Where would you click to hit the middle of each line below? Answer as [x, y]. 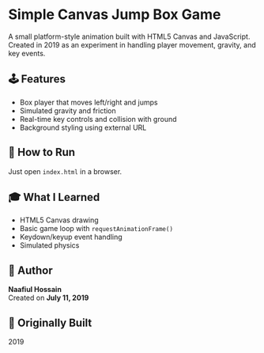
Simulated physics [49, 245]
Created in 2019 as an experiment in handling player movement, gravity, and [132, 44]
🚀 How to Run [42, 152]
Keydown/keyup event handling [71, 237]
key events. [27, 53]
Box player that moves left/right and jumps [89, 102]
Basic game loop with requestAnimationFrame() [96, 229]
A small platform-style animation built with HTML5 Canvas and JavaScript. [129, 36]
